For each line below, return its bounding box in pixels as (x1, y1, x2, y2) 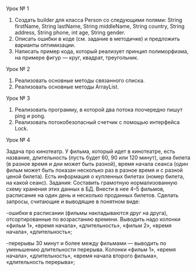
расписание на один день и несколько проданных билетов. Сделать (6, 192, 179, 198)
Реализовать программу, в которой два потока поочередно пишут (14, 106, 183, 113)
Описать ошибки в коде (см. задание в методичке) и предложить (14, 35, 181, 42)
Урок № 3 (6, 94, 31, 102)
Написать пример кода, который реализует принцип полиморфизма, (14, 48, 189, 55)
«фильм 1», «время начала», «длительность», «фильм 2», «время (6, 222, 172, 229)
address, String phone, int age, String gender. (14, 29, 125, 36)
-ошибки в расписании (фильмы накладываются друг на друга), (6, 210, 168, 216)
